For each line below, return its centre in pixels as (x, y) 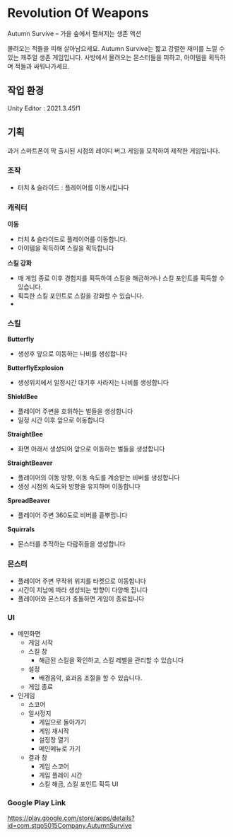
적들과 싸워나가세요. (42, 66)
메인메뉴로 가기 (60, 749)
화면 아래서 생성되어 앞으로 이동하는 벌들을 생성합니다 (91, 449)
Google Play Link (37, 802)
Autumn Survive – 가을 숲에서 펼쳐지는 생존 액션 (74, 33)
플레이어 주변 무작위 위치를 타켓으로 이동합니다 (82, 581)
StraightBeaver (30, 463)
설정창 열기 (54, 740)
